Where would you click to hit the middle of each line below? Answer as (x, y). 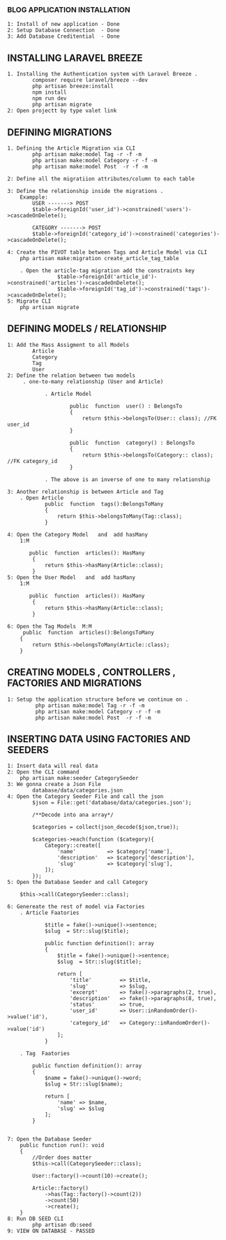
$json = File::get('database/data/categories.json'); (112, 803)
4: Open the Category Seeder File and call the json (85, 797)
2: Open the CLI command (43, 772)
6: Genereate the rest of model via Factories (76, 907)
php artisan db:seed (62, 1225)
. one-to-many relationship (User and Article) (93, 382)
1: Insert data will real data (53, 766)
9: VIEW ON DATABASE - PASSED (51, 1231)
